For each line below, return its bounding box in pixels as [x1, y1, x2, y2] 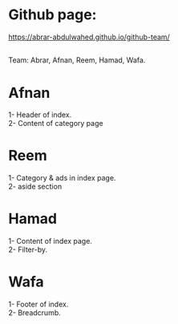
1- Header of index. [8, 110, 72, 119]
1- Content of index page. [8, 237, 92, 246]
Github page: [8, 6, 97, 24]
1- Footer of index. [8, 299, 69, 310]
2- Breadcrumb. [8, 308, 62, 318]
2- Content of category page [8, 119, 103, 128]
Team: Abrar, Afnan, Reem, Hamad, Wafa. [8, 55, 146, 65]
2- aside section [8, 182, 63, 192]
